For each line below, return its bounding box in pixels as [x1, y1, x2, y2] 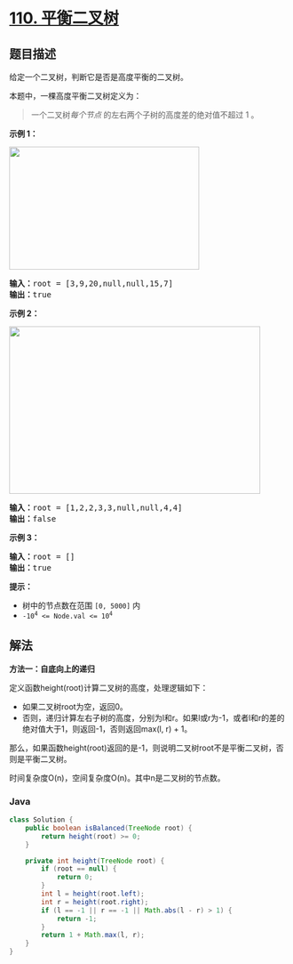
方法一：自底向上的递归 [9, 663, 95, 674]
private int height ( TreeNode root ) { [25, 856, 165, 865]
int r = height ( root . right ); [41, 897, 149, 906]
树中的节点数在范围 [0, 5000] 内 [21, 600, 141, 611]
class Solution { [9, 815, 74, 824]
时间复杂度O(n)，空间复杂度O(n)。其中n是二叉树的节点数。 [9, 772, 226, 783]
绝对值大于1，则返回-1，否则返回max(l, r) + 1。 [21, 723, 193, 734]
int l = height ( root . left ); [41, 889, 145, 899]
